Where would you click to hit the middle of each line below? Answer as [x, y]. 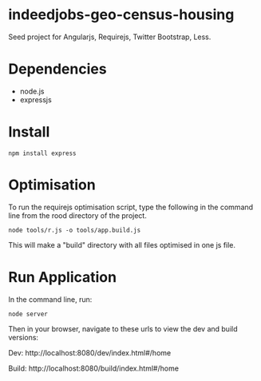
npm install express [43, 153]
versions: [23, 337]
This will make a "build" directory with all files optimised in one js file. [122, 244]
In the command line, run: [50, 299]
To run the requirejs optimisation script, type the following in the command [131, 207]
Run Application [63, 277]
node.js [32, 91]
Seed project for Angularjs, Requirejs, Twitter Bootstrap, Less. [110, 37]
